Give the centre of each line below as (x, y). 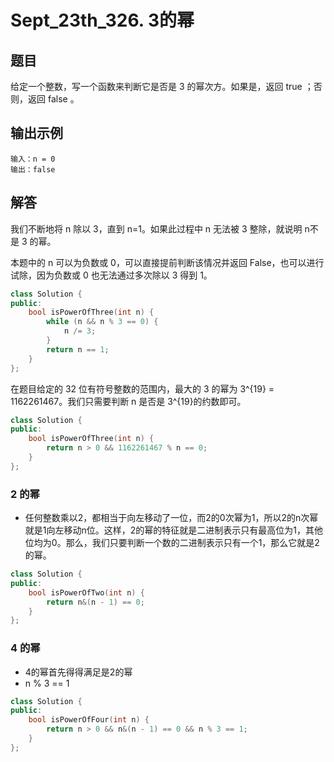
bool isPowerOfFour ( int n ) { (89, 720)
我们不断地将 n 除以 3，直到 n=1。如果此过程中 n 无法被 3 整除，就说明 (156, 228)
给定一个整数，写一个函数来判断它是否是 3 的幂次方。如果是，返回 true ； (162, 86)
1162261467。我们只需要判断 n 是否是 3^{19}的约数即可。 (128, 401)
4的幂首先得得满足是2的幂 (78, 672)
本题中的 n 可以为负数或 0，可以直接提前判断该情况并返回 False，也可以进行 (167, 262)
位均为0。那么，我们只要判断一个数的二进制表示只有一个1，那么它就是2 (172, 543)
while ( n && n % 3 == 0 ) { (102, 322)
